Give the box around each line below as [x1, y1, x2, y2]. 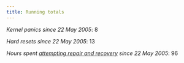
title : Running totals [6, 9, 64, 15]
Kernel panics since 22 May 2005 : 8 [6, 26, 98, 33]
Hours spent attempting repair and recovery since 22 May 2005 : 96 [6, 50, 178, 57]
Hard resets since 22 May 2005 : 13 [6, 37, 95, 45]
